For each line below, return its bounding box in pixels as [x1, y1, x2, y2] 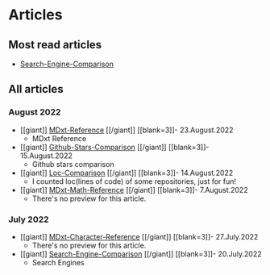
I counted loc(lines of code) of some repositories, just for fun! [31, 176, 236, 186]
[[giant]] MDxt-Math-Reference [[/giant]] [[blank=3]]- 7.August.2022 [19, 185, 248, 194]
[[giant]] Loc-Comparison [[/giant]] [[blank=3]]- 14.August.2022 [19, 168, 234, 177]
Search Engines [31, 257, 85, 267]
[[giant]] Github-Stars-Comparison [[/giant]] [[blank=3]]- [19, 142, 210, 152]
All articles [8, 82, 64, 96]
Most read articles [8, 38, 102, 52]
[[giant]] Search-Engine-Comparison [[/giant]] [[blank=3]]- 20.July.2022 [19, 248, 262, 259]
